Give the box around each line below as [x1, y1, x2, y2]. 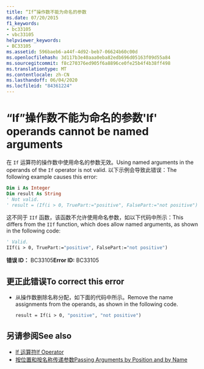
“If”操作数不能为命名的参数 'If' [6, 111, 158, 125]
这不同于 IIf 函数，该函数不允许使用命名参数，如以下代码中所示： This [6, 214, 184, 221]
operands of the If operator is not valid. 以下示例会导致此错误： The [6, 166, 177, 173]
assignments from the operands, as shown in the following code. [15, 300, 178, 308]
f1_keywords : [6, 20, 40, 26]
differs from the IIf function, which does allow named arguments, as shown [6, 221, 199, 228]
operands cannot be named [6, 125, 149, 138]
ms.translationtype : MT [6, 65, 67, 72]
